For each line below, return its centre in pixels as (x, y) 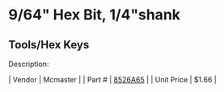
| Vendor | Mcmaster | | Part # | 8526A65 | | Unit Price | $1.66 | (112, 79)
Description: (29, 64)
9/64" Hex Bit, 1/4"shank (94, 15)
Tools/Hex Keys (49, 45)
